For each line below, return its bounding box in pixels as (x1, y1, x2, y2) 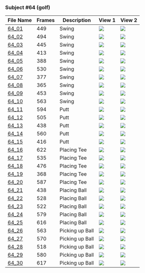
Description (63, 17, 91, 24)
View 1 (98, 17, 116, 24)
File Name (7, 17, 32, 24)
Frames (36, 17, 55, 24)
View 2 (120, 17, 138, 24)
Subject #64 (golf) (5, 4, 51, 11)
